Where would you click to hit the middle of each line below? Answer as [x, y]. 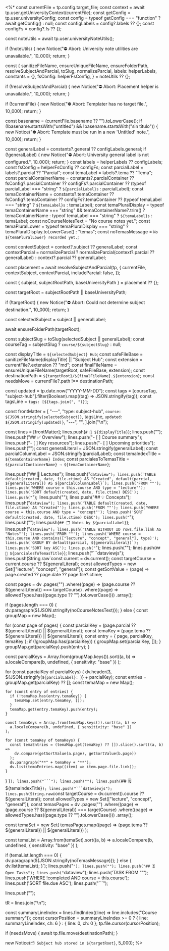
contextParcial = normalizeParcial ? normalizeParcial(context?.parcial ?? [80, 252]
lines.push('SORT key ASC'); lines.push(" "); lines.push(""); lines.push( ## [83, 548]
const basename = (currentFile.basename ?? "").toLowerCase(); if [74, 121]
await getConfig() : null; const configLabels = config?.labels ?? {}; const [80, 23]
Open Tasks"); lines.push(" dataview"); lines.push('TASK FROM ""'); [77, 872]
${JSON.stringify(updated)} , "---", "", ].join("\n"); [57, 422]
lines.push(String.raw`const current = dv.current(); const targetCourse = [80, 558]
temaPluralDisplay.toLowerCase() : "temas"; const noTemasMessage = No [81, 232]
